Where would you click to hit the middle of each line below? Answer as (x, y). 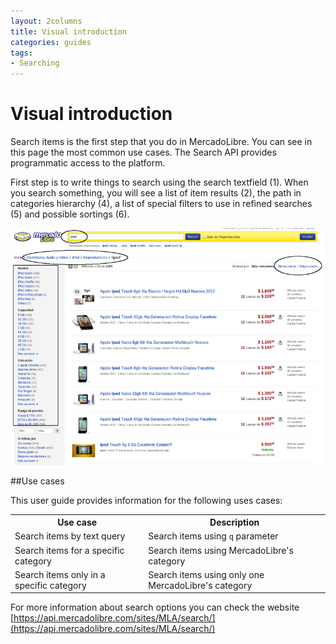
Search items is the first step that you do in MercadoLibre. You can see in (161, 142)
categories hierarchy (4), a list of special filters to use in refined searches (161, 204)
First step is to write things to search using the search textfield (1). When (159, 182)
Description (234, 522)
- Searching (35, 63)
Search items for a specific (69, 550)
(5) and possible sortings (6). (70, 214)
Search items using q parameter (213, 536)
